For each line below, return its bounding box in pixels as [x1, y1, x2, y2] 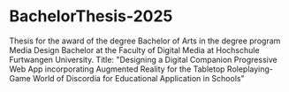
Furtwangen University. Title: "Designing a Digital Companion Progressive [9, 54, 278, 65]
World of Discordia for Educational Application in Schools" [32, 73, 245, 83]
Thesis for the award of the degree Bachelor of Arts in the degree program [9, 35, 281, 46]
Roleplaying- [226, 64, 274, 74]
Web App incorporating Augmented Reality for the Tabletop [9, 64, 225, 74]
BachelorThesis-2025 [9, 6, 173, 27]
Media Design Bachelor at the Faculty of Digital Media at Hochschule [9, 44, 260, 55]
